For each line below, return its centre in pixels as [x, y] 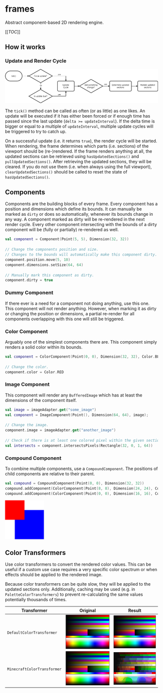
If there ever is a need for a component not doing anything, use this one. [77, 303]
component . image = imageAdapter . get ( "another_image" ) [61, 430]
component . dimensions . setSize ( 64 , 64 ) [44, 265]
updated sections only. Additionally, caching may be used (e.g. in [70, 589]
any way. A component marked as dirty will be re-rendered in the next [75, 219]
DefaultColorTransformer [32, 633]
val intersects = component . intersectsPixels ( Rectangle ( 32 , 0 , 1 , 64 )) [79, 446]
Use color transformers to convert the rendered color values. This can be [78, 564]
